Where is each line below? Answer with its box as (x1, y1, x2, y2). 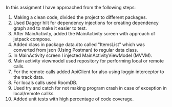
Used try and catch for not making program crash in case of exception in (13, 85, 167, 91)
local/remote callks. (13, 91, 55, 96)
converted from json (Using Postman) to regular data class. (13, 47, 138, 53)
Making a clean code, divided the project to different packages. (13, 14, 147, 20)
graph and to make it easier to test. (13, 25, 87, 31)
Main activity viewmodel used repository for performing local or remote (13, 58, 164, 63)
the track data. (13, 74, 45, 80)
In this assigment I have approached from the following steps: (6, 5, 136, 10)
